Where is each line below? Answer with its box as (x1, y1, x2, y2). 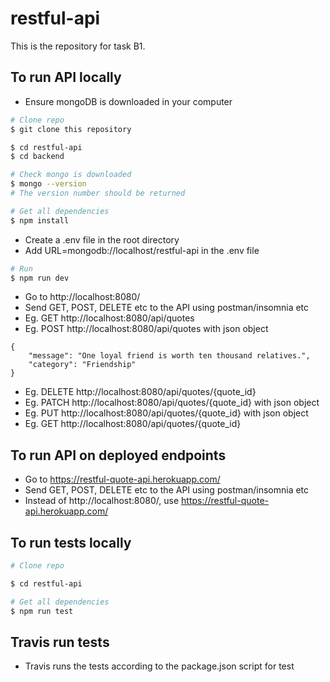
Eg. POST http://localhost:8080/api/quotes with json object (24, 323, 269, 335)
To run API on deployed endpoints (10, 447, 227, 464)
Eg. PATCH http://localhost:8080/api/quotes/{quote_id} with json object (24, 397, 320, 409)
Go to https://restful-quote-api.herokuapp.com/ (24, 473, 221, 486)
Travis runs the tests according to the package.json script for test (24, 660, 295, 672)
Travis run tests (10, 633, 110, 651)
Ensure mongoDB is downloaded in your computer (24, 95, 233, 107)
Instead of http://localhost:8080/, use (24, 495, 180, 507)
